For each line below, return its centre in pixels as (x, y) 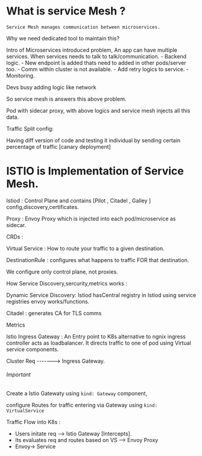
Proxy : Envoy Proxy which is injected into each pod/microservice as (91, 219)
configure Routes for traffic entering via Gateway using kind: (82, 405)
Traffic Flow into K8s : (33, 422)
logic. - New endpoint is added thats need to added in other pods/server (96, 63)
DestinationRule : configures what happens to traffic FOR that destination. (98, 260)
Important (19, 375)
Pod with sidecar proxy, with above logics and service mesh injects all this (98, 110)
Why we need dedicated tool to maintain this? (63, 38)
